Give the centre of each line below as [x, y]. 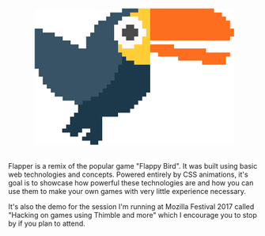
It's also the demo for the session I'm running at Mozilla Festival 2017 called [131, 206]
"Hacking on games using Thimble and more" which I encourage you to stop [132, 215]
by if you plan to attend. [47, 223]
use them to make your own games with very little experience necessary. [127, 191]
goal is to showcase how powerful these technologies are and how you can [131, 183]
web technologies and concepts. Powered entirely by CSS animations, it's [128, 174]
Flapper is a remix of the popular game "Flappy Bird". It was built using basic [133, 166]
